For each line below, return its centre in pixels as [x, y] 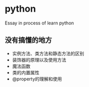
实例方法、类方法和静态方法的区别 [48, 53]
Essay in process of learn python [39, 23]
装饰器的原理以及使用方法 [39, 60]
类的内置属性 [26, 72]
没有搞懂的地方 [28, 40]
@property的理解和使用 [37, 79]
